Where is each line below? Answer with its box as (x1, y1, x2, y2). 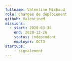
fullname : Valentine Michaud (5, 7, 65, 12)
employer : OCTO (14, 39, 45, 44)
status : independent (14, 35, 56, 40)
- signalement (14, 48, 43, 53)
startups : (5, 44, 26, 49)
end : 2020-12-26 (14, 30, 48, 35)
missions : (5, 21, 26, 26)
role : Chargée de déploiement (5, 12, 68, 17)
